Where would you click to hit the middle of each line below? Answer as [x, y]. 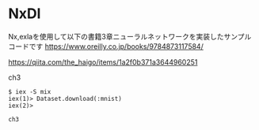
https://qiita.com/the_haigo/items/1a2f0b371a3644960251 [103, 62]
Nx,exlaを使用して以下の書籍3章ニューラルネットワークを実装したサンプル [130, 36]
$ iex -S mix [30, 91]
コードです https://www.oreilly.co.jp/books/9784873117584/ [106, 46]
